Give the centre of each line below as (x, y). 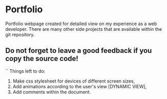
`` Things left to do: (25, 71)
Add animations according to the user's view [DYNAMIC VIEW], (80, 86)
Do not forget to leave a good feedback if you (79, 51)
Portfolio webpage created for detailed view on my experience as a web (81, 24)
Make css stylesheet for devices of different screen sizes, (74, 81)
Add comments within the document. (52, 92)
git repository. (20, 34)
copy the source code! (42, 59)
